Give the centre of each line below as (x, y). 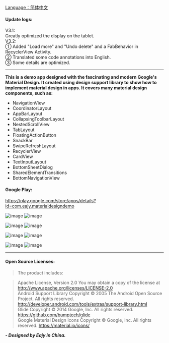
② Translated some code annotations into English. (58, 58)
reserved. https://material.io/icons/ (53, 325)
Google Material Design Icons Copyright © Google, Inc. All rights (84, 320)
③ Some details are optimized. (38, 63)
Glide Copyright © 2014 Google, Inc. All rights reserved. (75, 309)
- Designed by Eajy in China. (36, 335)
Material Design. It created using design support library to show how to (81, 83)
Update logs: (19, 19)
